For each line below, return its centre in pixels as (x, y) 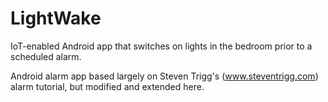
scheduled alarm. (46, 56)
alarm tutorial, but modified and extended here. (107, 86)
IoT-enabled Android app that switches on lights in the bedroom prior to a (161, 46)
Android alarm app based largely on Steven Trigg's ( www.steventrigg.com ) (164, 76)
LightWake (56, 18)
